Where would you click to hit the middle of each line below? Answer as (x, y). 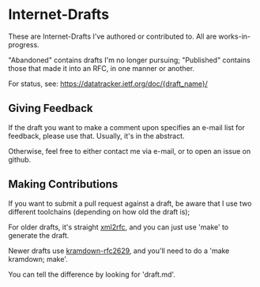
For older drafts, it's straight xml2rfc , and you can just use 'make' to (119, 227)
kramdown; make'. (38, 259)
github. (20, 159)
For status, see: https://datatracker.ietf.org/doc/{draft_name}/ (108, 84)
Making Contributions (63, 184)
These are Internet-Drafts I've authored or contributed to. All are (113, 36)
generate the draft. (39, 235)
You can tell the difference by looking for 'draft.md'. (92, 274)
